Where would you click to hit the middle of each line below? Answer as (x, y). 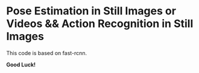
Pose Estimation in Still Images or (91, 11)
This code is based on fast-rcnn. (47, 53)
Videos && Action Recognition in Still (100, 24)
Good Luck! (21, 65)
